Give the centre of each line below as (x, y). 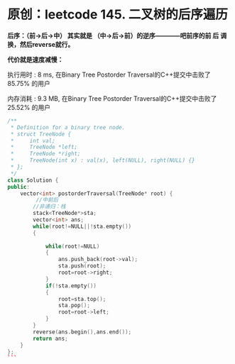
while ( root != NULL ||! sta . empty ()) (82, 226)
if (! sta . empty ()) (71, 286)
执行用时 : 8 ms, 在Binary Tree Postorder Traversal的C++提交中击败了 (109, 75)
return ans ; (51, 338)
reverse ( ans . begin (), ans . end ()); (82, 332)
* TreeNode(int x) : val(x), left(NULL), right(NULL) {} (103, 160)
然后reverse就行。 (47, 44)
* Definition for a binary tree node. (68, 127)
